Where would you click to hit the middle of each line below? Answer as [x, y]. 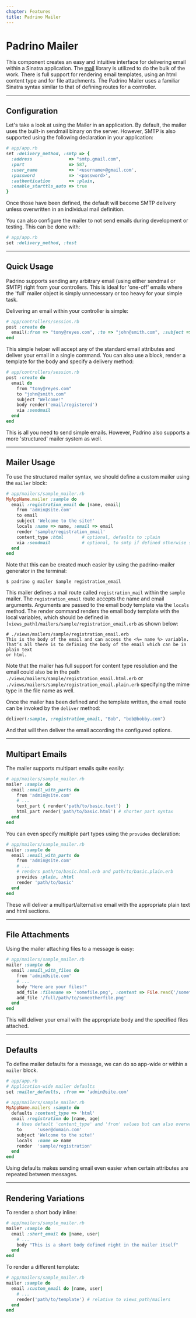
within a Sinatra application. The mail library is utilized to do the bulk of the [96, 69]
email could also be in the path [43, 672]
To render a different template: [43, 1267]
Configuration [32, 111]
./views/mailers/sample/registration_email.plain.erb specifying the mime [98, 684]
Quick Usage [30, 267]
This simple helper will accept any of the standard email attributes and [90, 349]
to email [27, 515]
